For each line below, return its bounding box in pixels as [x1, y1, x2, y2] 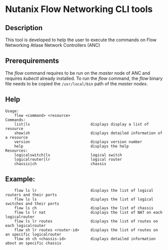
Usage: [5, 108, 19, 113]
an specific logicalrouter [5, 232, 62, 237]
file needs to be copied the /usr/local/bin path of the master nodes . [5, 80, 148, 86]
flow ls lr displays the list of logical [14, 188, 154, 193]
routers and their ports [5, 192, 57, 198]
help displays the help [14, 144, 129, 149]
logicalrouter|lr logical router [14, 157, 122, 162]
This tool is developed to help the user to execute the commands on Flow [5, 37, 157, 43]
